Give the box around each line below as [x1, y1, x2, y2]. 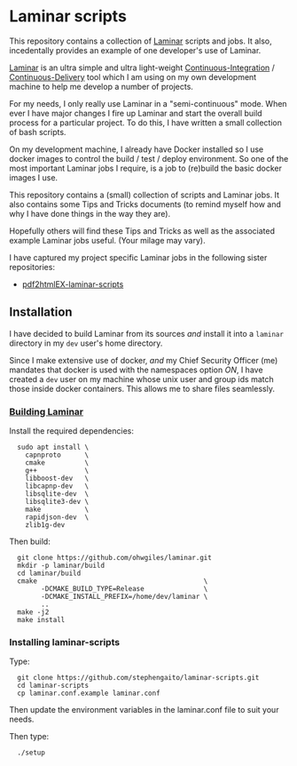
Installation [9, 305, 73, 320]
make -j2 [17, 608, 50, 617]
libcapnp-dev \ [25, 482, 90, 491]
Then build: [9, 536, 51, 547]
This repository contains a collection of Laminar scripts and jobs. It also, [9, 36, 272, 46]
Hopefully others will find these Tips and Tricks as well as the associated [9, 225, 275, 236]
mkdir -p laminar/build [17, 562, 105, 571]
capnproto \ [25, 451, 90, 459]
